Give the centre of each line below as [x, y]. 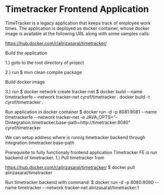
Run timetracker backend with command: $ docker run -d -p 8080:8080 [79, 182]
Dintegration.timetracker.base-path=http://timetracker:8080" [68, 122]
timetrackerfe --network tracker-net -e [45, 117]
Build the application [26, 53]
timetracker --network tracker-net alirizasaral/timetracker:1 [78, 188]
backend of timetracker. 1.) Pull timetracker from [55, 158]
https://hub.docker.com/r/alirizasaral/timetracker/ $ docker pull [70, 167]
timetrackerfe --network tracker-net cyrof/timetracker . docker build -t [77, 97]
